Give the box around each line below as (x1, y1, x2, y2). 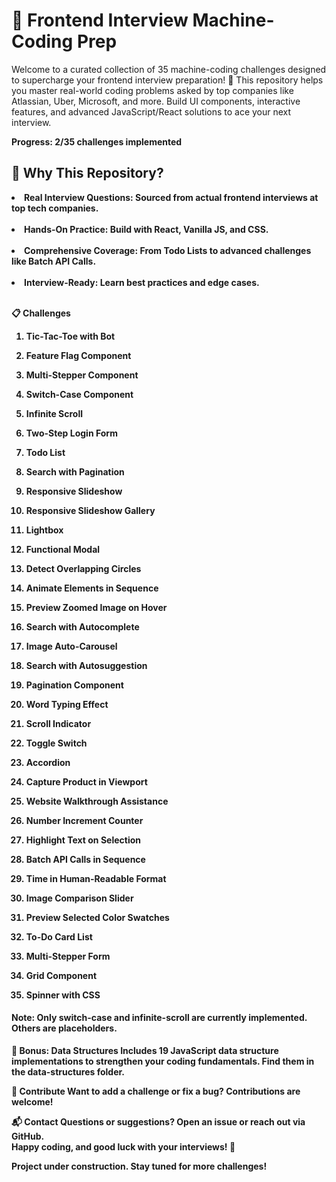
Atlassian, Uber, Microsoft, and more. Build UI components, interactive (11, 95, 301, 107)
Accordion (25, 756, 71, 768)
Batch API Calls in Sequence (25, 853, 146, 865)
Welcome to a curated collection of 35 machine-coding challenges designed (11, 63, 327, 75)
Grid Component (25, 969, 98, 981)
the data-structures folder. (11, 1065, 125, 1078)
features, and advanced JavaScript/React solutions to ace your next (11, 105, 292, 118)
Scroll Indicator (25, 717, 92, 729)
